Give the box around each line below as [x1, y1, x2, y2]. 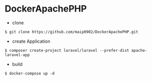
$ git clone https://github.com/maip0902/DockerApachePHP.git [5, 29, 138, 34]
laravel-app [5, 52, 30, 57]
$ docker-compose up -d [5, 71, 55, 76]
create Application [12, 38, 50, 44]
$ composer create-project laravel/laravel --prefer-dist [5, 48, 129, 53]
